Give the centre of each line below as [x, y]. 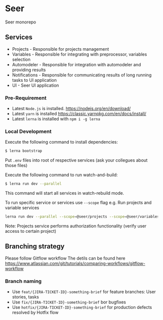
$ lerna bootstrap [24, 151]
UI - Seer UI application [35, 85]
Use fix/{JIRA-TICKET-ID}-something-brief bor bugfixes [69, 302]
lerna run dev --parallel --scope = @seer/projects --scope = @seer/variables [82, 217]
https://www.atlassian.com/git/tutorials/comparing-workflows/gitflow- [75, 263]
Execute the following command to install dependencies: [61, 142]
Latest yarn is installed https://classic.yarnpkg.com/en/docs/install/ [79, 114]
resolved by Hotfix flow [35, 313]
